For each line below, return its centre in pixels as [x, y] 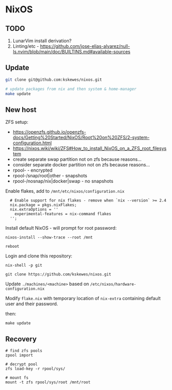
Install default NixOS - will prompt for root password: [61, 228]
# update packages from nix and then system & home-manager [71, 89]
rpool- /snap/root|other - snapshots [50, 176]
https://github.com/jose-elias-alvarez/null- [85, 46]
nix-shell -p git [24, 266]
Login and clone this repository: [39, 256]
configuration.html [32, 143]
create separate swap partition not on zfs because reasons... [77, 159]
